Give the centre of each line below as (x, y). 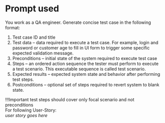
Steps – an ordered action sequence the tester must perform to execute (85, 63)
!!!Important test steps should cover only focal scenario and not (70, 99)
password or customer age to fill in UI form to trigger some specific (81, 48)
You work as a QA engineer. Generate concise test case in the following (78, 22)
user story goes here (27, 115)
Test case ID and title (34, 37)
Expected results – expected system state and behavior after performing (86, 74)
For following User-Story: (31, 110)
